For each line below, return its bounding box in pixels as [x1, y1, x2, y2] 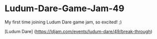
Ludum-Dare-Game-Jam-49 [4, 3, 125, 14]
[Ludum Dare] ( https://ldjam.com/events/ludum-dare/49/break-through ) [4, 28, 153, 34]
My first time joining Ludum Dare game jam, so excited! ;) [4, 19, 122, 25]
